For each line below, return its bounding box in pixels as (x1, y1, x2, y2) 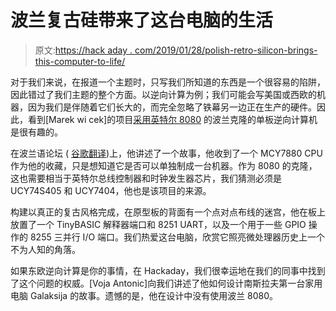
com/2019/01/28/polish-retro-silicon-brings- (134, 44, 318, 56)
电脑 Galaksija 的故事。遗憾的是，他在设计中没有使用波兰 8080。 (10, 289, 279, 301)
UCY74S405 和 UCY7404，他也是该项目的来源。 (10, 184, 212, 196)
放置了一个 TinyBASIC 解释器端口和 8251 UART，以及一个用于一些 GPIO (10, 218, 307, 230)
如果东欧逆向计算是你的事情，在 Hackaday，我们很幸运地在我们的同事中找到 (10, 264, 326, 276)
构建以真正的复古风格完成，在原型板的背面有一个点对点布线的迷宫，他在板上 (10, 206, 326, 218)
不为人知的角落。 (10, 243, 81, 255)
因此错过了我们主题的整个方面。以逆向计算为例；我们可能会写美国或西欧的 (10, 88, 317, 100)
